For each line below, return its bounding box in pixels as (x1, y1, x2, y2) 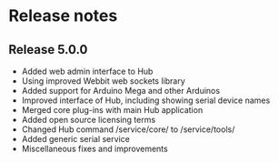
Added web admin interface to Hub (21, 66, 154, 76)
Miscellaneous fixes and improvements (21, 143, 169, 154)
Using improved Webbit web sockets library (21, 76, 185, 87)
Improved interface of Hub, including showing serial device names (21, 95, 271, 106)
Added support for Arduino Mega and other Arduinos (21, 86, 220, 96)
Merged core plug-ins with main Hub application (21, 105, 204, 115)
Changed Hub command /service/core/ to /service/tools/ (21, 124, 235, 135)
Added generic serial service (21, 134, 131, 144)
